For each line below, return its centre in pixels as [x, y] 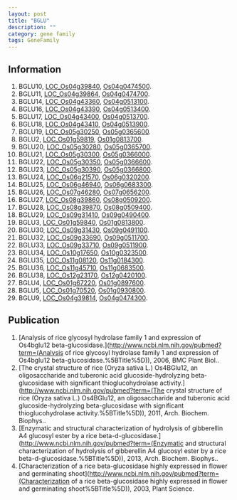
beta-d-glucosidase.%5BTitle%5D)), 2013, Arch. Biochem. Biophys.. [118, 458]
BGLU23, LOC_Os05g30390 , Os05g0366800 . [85, 169]
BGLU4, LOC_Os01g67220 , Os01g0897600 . [82, 282]
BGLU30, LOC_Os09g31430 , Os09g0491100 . [84, 230]
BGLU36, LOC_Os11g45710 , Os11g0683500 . [82, 267]
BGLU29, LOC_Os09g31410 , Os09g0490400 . [84, 215]
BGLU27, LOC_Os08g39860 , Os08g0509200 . [85, 199]
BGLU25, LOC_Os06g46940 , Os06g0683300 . [86, 184]
